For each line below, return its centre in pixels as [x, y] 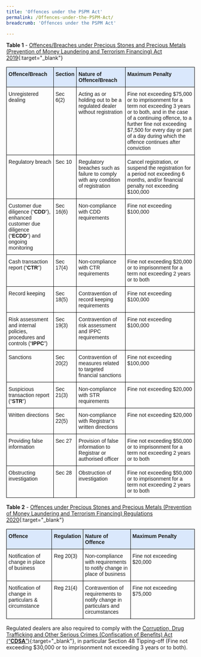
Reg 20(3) [66, 556]
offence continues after [154, 142]
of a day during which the [156, 136]
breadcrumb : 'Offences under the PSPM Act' [61, 23]
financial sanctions [100, 375]
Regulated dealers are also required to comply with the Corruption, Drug [95, 628]
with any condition [100, 180]
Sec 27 [64, 441]
